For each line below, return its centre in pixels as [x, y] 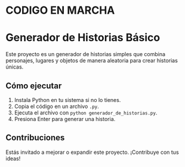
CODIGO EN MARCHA [60, 10]
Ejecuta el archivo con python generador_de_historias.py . [86, 112]
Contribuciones [35, 138]
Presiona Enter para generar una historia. [65, 119]
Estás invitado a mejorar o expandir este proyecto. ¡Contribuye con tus [92, 152]
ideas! [13, 158]
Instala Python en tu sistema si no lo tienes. [67, 100]
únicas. [15, 67]
